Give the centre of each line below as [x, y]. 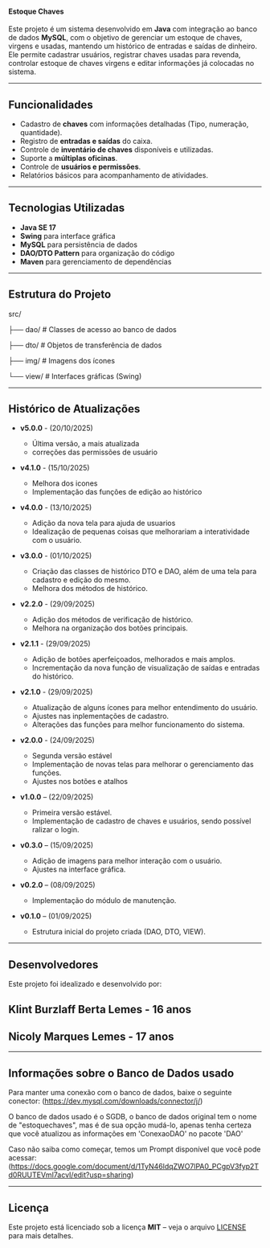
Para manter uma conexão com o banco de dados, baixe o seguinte [120, 1093]
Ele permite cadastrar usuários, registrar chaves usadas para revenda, [125, 55]
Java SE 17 [38, 227]
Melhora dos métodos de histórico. [90, 589]
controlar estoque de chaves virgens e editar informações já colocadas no [131, 64]
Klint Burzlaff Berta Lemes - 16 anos [100, 1009]
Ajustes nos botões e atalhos [80, 782]
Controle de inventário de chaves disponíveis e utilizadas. [117, 150]
